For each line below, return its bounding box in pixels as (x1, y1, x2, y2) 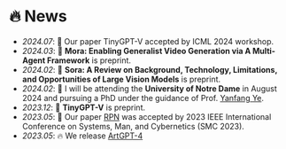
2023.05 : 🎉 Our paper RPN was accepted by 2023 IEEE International (21, 111, 272, 122)
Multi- (251, 45, 276, 56)
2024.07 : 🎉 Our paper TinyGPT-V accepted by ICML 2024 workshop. (21, 35, 274, 46)
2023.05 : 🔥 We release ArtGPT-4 (21, 130, 143, 141)
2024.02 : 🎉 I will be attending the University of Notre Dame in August (21, 82, 277, 94)
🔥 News (9, 6, 68, 27)
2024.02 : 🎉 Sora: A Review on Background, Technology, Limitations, (21, 64, 278, 74)
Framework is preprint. (47, 55, 131, 66)
